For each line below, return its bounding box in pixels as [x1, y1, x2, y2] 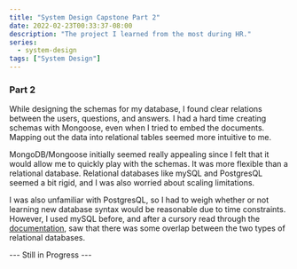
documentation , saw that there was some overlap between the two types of [9, 223, 285, 233]
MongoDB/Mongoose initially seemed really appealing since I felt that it [9, 149, 270, 160]
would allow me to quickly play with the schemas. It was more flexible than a [9, 159, 288, 170]
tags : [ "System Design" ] [9, 54, 101, 63]
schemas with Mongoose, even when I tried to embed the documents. [9, 123, 265, 133]
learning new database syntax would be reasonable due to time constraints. [9, 204, 286, 215]
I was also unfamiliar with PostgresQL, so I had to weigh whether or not [9, 194, 270, 205]
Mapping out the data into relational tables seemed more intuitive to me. [9, 132, 272, 143]
